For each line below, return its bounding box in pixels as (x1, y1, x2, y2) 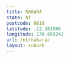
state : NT (6, 14, 32, 21)
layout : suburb (6, 43, 45, 49)
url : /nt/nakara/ (6, 37, 51, 43)
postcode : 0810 (6, 20, 45, 26)
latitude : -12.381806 (6, 25, 61, 32)
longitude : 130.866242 (6, 31, 64, 37)
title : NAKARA (6, 8, 43, 15)
